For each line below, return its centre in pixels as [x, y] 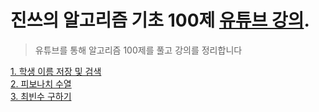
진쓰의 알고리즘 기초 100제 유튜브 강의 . [160, 20]
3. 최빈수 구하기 [41, 96]
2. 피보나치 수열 [41, 83]
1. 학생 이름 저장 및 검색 [56, 71]
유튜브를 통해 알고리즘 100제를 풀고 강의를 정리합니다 [138, 50]
